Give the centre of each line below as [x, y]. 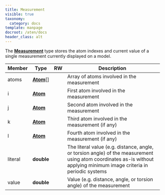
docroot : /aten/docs [26, 32]
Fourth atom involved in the [98, 133]
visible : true [20, 14]
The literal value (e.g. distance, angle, [110, 146]
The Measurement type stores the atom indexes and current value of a [77, 51]
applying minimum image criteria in [108, 165]
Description [112, 68]
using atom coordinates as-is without [110, 159]
